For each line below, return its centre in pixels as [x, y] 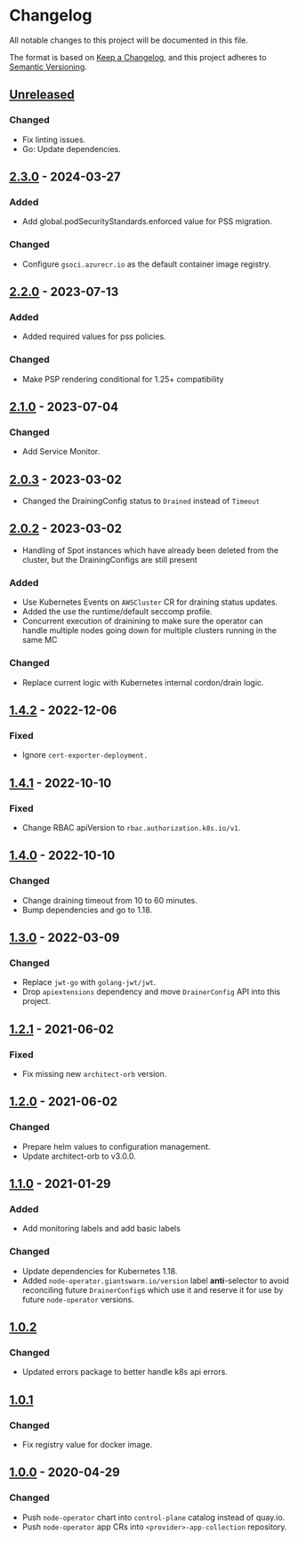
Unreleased [42, 95]
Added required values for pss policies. [94, 337]
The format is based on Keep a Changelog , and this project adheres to [138, 57]
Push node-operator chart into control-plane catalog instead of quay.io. [153, 1517]
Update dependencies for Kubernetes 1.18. [100, 1271]
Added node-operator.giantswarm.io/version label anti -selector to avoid [155, 1280]
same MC [40, 640]
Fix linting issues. [54, 140]
